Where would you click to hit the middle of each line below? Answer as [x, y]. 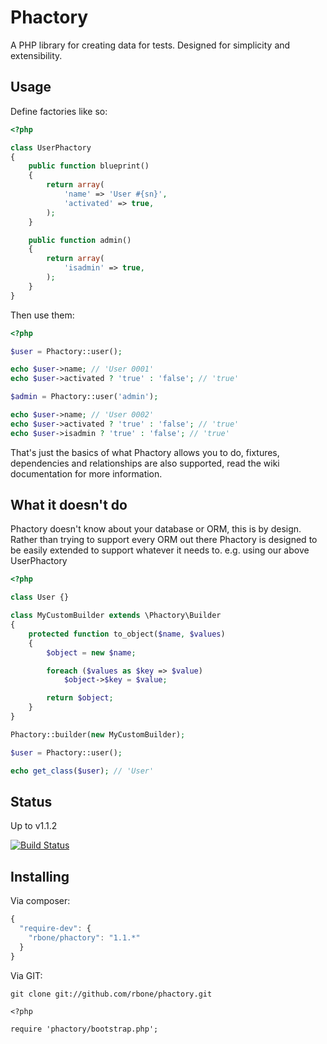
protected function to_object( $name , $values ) [127, 634]
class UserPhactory [51, 147]
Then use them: [42, 315]
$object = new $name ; [91, 652]
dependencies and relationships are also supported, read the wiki [145, 463]
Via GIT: [26, 975]
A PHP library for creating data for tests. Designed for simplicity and [150, 45]
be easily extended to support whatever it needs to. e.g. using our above [160, 550]
